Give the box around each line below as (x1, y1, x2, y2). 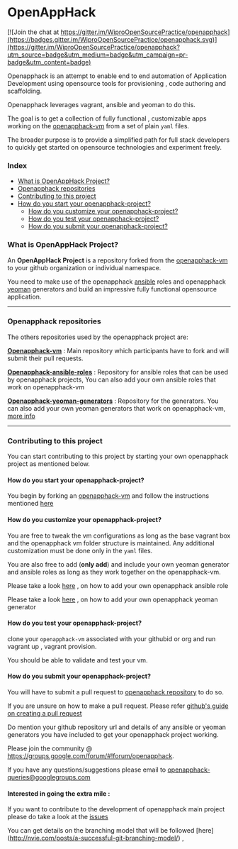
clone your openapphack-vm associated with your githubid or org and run (7, 634, 216, 643)
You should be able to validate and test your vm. (7, 655, 148, 664)
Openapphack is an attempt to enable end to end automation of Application (7, 72, 227, 80)
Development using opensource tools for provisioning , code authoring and (7, 79, 227, 87)
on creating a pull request (7, 709, 83, 717)
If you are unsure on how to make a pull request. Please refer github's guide (7, 701, 229, 710)
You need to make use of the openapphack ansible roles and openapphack (7, 277, 227, 286)
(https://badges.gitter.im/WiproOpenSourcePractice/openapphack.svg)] (7, 35, 217, 43)
